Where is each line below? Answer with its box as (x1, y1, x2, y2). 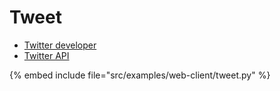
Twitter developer (23, 39, 97, 51)
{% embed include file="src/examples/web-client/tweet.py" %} (9, 69, 271, 81)
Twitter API (23, 49, 70, 61)
